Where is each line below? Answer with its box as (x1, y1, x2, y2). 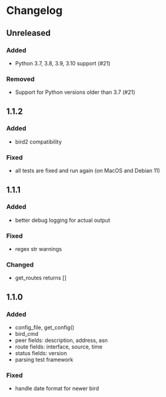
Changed (6, 261, 34, 269)
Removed (6, 75, 35, 83)
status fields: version (14, 350, 68, 357)
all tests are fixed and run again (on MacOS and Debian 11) (14, 167, 161, 175)
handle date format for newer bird (14, 385, 100, 392)
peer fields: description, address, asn (14, 337, 108, 344)
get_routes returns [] (14, 274, 66, 282)
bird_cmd (14, 330, 39, 338)
